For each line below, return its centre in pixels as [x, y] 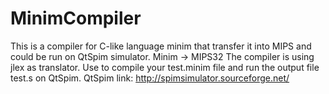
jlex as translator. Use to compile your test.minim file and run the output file [165, 67]
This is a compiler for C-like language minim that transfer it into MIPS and [161, 46]
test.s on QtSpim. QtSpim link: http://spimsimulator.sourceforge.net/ [150, 78]
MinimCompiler [76, 18]
